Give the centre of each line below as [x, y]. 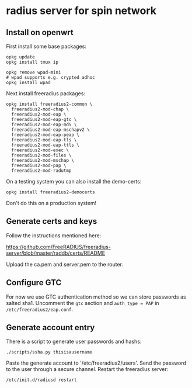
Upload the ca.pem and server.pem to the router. [65, 264]
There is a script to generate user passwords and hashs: [74, 342]
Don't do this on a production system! [51, 203]
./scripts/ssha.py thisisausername [49, 352]
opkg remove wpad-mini [34, 72]
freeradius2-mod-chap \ [40, 109]
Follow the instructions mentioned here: [54, 235]
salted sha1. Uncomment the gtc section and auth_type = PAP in [83, 303]
